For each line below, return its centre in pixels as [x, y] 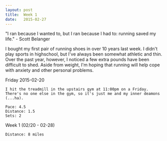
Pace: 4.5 [16, 107]
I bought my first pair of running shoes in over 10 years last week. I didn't [81, 49]
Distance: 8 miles [25, 134]
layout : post [19, 10]
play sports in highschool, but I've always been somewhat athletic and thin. [84, 54]
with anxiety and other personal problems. [49, 70]
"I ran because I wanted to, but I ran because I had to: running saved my [81, 34]
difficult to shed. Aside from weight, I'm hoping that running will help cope [82, 65]
